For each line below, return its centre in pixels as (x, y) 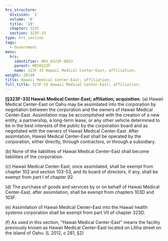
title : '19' (22, 24)
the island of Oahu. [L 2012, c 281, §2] (45, 233)
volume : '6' (22, 19)
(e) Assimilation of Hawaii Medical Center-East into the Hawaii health (76, 207)
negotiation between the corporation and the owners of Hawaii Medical (79, 109)
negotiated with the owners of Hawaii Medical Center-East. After (72, 131)
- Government (23, 47)
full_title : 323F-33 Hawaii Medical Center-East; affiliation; (73, 84)
